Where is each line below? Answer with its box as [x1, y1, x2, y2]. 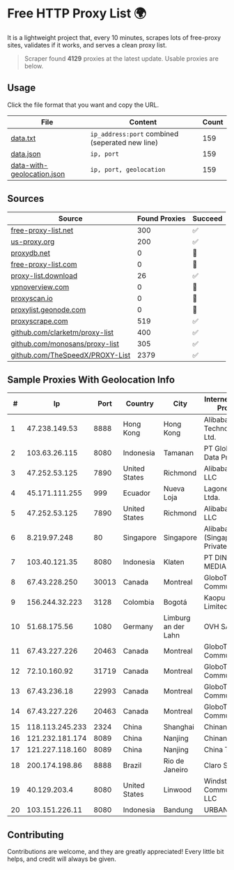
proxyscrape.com [10, 316, 68, 325]
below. [24, 61, 44, 70]
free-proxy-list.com [10, 259, 78, 269]
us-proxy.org [10, 237, 55, 246]
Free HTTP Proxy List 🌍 [7, 6, 147, 22]
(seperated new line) [90, 138, 159, 147]
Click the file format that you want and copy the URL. [7, 101, 159, 109]
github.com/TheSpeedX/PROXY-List [10, 350, 131, 360]
